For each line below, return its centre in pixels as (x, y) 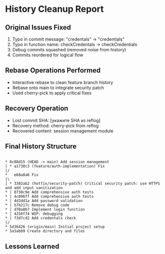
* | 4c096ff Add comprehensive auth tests (49, 197)
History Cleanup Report (55, 9)
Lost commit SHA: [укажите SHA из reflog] (56, 120)
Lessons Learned (32, 246)
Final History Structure (41, 147)
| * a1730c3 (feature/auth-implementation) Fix (55, 167)
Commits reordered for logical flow (48, 55)
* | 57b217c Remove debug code (37, 205)
